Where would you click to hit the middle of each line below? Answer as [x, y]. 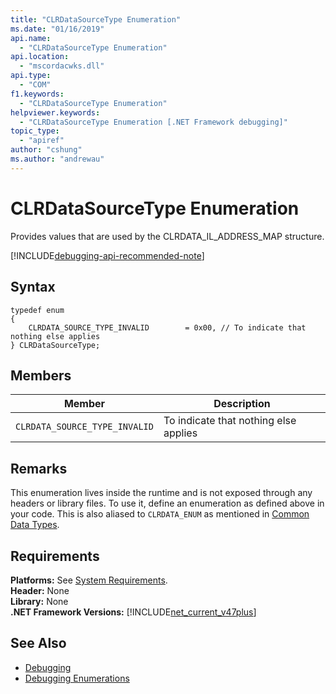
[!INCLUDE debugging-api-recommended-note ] [107, 255]
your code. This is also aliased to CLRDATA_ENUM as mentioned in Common [160, 514]
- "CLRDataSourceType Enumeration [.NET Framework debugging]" [153, 122]
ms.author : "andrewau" [57, 159]
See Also [38, 643]
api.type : [31, 76]
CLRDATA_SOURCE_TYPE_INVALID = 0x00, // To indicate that [167, 327]
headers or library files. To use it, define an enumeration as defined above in [167, 503]
